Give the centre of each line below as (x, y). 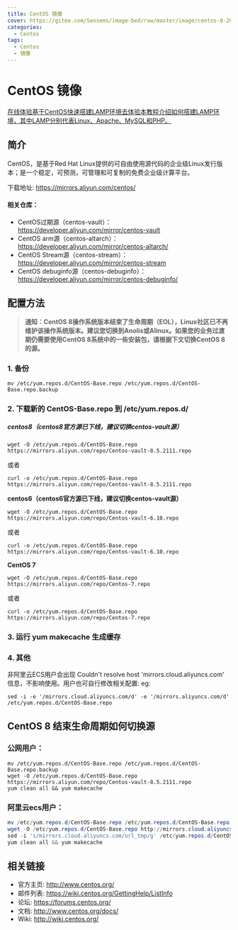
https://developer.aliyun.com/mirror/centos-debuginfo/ (98, 279)
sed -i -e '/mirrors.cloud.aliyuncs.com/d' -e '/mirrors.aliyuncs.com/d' (119, 697)
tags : (15, 40)
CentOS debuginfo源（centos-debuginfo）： (82, 271)
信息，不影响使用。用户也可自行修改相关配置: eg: (79, 683)
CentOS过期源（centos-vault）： (64, 222)
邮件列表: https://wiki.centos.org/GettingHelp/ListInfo (95, 893)
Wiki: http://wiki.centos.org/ (58, 919)
